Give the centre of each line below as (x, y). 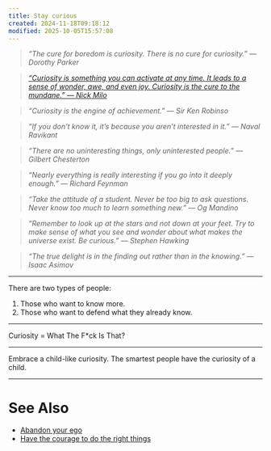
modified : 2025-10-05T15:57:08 (61, 31)
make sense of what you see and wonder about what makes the (135, 232)
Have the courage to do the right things (85, 439)
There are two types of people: (60, 289)
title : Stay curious (43, 16)
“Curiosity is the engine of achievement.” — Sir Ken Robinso (128, 111)
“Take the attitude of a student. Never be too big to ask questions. (138, 200)
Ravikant (43, 135)
